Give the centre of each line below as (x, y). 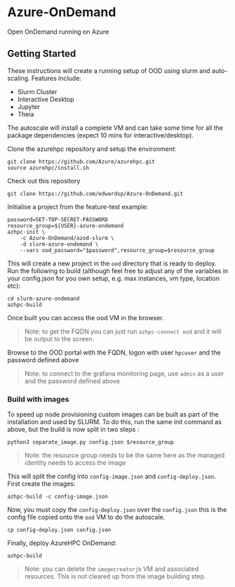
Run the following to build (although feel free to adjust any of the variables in (118, 270)
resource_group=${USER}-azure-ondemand (66, 225)
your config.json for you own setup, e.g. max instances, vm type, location (113, 278)
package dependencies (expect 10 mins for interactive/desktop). (101, 135)
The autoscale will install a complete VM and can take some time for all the (115, 128)
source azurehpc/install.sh (48, 168)
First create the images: (41, 484)
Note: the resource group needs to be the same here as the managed (125, 455)
